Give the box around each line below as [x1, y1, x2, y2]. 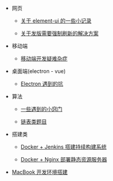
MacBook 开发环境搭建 [11, 169, 68, 176]
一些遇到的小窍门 [20, 106, 63, 112]
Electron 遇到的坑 [20, 80, 63, 87]
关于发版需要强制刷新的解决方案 [20, 30, 99, 37]
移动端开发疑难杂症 [20, 55, 68, 62]
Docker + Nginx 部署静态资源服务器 [20, 156, 108, 163]
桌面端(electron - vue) [11, 68, 66, 75]
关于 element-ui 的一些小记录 [20, 17, 92, 24]
